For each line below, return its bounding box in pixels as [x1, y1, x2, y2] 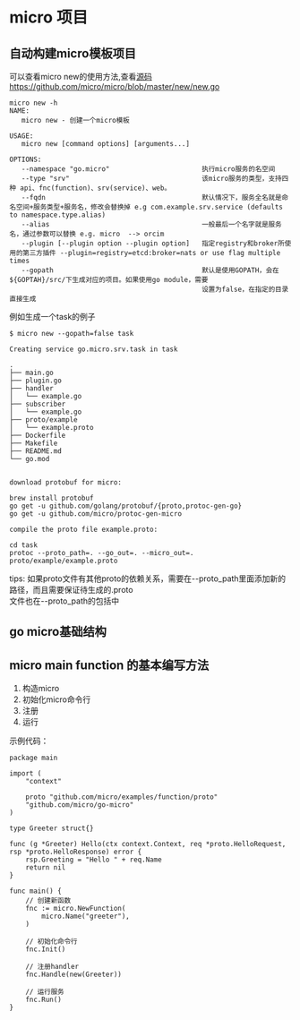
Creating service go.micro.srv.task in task [9, 345, 178, 354]
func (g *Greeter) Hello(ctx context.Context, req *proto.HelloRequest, [9, 840, 287, 849]
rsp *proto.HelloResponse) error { [9, 847, 142, 857]
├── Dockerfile [9, 431, 66, 440]
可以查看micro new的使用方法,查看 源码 [9, 72, 152, 81]
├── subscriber [9, 399, 66, 408]
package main [9, 753, 58, 763]
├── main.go [9, 368, 54, 377]
